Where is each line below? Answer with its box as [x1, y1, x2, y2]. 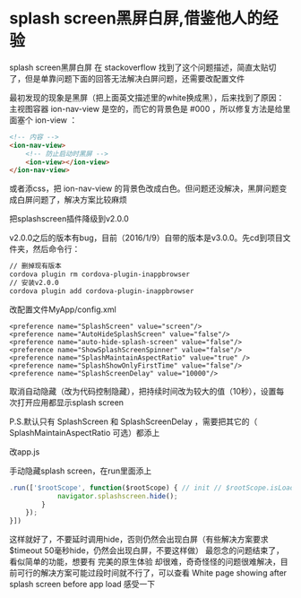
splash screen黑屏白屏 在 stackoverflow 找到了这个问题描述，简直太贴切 [9, 62, 277, 73]
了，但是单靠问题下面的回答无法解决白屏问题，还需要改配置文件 [9, 73, 245, 83]
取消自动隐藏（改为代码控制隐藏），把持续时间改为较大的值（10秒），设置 [9, 386, 277, 396]
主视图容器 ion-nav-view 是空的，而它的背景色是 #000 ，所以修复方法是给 [9, 103, 283, 114]
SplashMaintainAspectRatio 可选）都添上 [9, 427, 160, 438]
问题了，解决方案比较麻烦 [32, 195, 127, 205]
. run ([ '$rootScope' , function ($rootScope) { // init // [9, 483, 222, 492]
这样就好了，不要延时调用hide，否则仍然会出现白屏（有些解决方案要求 [9, 534, 269, 545]
